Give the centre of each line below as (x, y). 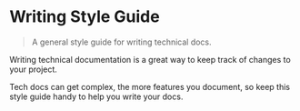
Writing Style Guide (85, 17)
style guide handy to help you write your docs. (96, 96)
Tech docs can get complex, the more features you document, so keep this (150, 86)
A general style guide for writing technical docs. (121, 42)
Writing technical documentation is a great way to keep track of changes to (150, 59)
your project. (33, 69)
